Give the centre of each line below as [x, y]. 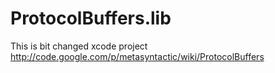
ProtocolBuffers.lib [91, 18]
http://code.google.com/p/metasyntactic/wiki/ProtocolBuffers [137, 56]
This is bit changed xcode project [79, 46]
